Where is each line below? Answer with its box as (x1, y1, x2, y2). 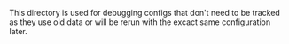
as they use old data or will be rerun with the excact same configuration (9, 17, 271, 27)
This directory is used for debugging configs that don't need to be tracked (9, 8, 281, 18)
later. (9, 26, 28, 36)
